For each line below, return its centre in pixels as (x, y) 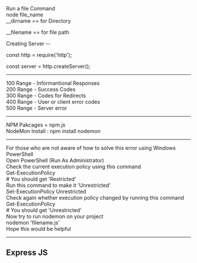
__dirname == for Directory (39, 21)
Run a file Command (31, 8)
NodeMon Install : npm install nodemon (53, 131)
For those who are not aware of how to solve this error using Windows (91, 148)
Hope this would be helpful (39, 229)
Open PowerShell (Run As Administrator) (55, 160)
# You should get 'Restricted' (41, 179)
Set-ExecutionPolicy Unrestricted (46, 192)
